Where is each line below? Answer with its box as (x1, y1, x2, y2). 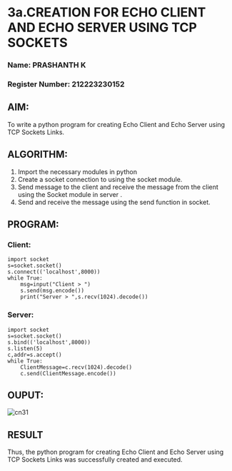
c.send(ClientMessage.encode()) (20, 370, 116, 377)
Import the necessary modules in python (17, 167, 138, 176)
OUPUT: (7, 390, 44, 402)
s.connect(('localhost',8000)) (7, 268, 101, 275)
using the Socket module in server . (17, 190, 123, 198)
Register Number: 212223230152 (7, 79, 125, 89)
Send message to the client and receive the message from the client (17, 183, 219, 191)
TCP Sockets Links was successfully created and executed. (7, 455, 183, 464)
